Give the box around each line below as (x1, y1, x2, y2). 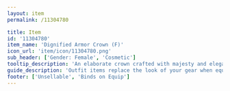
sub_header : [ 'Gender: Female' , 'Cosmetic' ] (7, 54, 136, 62)
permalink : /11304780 (7, 16, 69, 23)
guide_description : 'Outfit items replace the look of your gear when (7, 66, 213, 74)
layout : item (7, 10, 44, 17)
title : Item (7, 29, 41, 36)
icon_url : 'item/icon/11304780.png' (7, 48, 112, 55)
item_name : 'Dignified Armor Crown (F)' (7, 42, 125, 49)
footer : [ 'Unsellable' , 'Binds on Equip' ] (7, 73, 130, 80)
